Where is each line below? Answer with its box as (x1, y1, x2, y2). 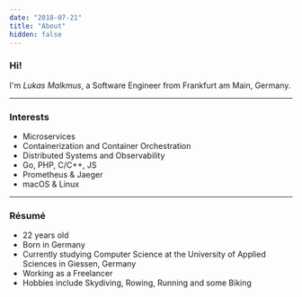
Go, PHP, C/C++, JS (22, 159, 97, 170)
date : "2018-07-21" (9, 13, 83, 22)
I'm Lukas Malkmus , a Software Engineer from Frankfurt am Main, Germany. (9, 80, 291, 91)
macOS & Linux (22, 179, 79, 189)
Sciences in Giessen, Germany (22, 258, 137, 269)
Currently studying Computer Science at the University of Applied (22, 249, 267, 260)
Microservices (22, 131, 76, 142)
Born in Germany (22, 240, 85, 250)
